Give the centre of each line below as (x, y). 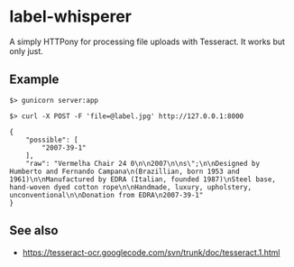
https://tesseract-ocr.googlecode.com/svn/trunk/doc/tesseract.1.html (151, 252)
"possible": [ (52, 140)
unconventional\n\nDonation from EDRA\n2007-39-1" (106, 195)
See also (34, 230)
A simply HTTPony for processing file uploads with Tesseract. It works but (147, 41)
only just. (26, 51)
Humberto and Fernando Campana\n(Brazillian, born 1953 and (125, 171)
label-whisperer (71, 17)
